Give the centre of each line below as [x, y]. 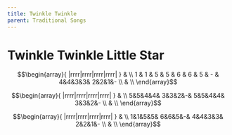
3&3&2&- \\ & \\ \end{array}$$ [118, 103]
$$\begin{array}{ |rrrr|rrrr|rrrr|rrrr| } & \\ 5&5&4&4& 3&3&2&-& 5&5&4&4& [118, 96]
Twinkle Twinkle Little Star [86, 55]
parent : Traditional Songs [47, 20]
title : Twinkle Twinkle [42, 14]
